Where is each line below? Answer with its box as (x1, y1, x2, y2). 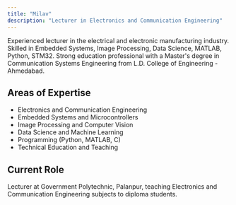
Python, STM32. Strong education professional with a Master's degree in (7, 51, 220, 60)
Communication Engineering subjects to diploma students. (7, 190, 178, 199)
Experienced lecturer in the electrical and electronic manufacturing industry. (7, 36, 230, 45)
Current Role (7, 163, 65, 175)
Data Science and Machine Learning (17, 128, 124, 136)
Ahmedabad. (7, 66, 45, 75)
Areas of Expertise (7, 86, 91, 99)
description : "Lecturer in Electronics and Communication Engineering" (7, 17, 223, 24)
